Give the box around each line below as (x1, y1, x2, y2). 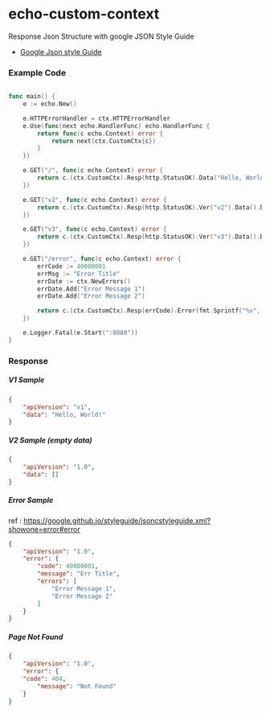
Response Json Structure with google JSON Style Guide (8, 31, 194, 41)
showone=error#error (8, 524, 80, 534)
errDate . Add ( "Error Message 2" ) (37, 292, 146, 300)
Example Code (8, 67, 67, 78)
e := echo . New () (22, 100, 78, 109)
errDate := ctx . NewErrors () (37, 277, 131, 286)
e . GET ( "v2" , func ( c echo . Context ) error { (22, 196, 167, 204)
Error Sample (8, 496, 54, 505)
